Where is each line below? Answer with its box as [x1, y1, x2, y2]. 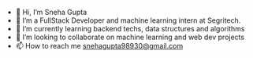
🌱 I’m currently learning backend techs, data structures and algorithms [15, 24, 245, 33]
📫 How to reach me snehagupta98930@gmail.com [15, 42, 184, 50]
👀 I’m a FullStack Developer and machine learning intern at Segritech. [15, 16, 241, 25]
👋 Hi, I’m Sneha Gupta [15, 8, 87, 16]
